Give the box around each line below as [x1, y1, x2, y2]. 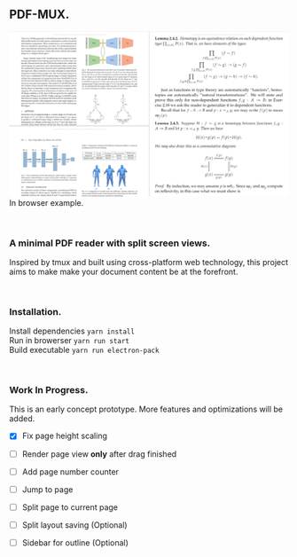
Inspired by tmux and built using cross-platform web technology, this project [9, 256, 289, 267]
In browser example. [9, 197, 84, 208]
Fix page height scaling [21, 430, 108, 442]
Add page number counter [21, 466, 120, 477]
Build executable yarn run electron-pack [9, 345, 160, 356]
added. [9, 413, 35, 424]
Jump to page [21, 483, 74, 495]
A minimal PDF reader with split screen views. [9, 237, 211, 249]
